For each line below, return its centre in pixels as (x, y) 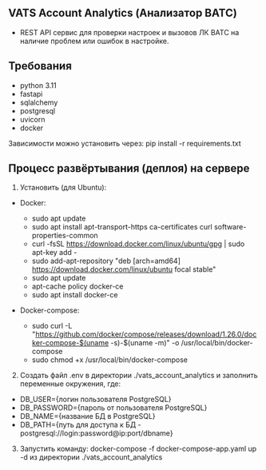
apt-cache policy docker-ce (77, 286)
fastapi (31, 94)
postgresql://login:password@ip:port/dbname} (96, 433)
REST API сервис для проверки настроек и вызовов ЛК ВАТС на (129, 32)
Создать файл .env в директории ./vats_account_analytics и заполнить (139, 376)
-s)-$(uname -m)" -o (145, 343)
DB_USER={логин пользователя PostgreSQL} (95, 400)
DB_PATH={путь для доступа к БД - (80, 425)
